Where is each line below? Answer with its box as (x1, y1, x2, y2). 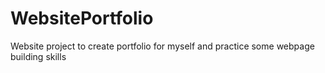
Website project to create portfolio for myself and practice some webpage (10, 40, 315, 52)
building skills (10, 50, 67, 62)
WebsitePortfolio (10, 7, 154, 30)
